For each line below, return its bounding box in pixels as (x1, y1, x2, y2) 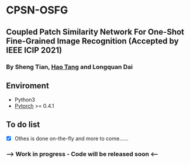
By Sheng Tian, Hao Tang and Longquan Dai (6, 63, 133, 71)
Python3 (14, 96, 35, 103)
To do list (6, 119, 40, 129)
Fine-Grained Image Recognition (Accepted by (6, 36, 179, 46)
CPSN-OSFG (6, 4, 68, 17)
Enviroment (6, 80, 50, 91)
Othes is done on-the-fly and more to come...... (14, 135, 129, 142)
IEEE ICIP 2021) (6, 45, 63, 55)
